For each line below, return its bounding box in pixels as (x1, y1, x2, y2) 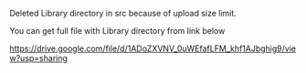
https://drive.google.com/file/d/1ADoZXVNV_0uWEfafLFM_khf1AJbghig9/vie (9, 43, 297, 54)
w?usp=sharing (9, 53, 69, 63)
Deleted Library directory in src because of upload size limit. (9, 8, 237, 18)
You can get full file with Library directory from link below (9, 26, 226, 36)
